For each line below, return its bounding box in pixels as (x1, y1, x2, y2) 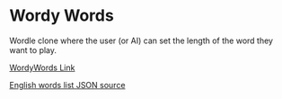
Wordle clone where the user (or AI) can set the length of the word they (9, 35, 274, 46)
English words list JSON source (9, 79, 126, 90)
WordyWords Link (9, 62, 75, 73)
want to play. (9, 44, 57, 55)
